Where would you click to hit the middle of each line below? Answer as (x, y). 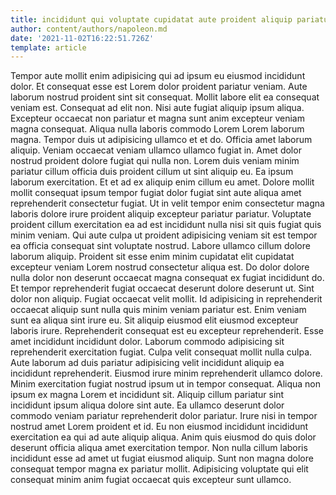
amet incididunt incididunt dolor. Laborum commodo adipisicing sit (147, 342)
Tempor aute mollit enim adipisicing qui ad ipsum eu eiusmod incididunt (158, 76)
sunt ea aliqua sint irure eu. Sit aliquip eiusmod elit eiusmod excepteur (154, 320)
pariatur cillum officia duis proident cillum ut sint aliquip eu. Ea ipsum (152, 172)
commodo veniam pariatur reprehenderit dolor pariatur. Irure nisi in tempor (164, 416)
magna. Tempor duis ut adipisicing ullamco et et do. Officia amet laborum (161, 140)
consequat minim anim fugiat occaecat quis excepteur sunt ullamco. (151, 480)
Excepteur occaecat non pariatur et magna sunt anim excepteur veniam (157, 118)
